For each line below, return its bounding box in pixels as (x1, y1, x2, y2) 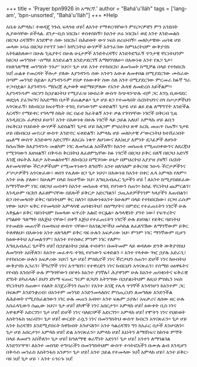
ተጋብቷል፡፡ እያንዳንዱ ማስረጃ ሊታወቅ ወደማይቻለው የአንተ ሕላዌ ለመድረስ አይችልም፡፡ (6, 83, 172, 90)
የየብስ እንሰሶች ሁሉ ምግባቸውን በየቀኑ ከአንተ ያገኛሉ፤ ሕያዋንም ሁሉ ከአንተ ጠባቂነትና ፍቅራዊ (6, 268, 188, 276)
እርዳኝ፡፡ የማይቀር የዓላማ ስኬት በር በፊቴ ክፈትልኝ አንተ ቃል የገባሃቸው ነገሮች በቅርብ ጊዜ (6, 109, 178, 116)
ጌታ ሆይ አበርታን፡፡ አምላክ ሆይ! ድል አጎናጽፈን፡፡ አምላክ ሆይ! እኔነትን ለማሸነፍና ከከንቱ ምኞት (6, 329, 183, 335)
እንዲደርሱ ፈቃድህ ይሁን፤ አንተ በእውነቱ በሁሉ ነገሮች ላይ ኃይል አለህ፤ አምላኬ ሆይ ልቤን (6, 116, 175, 123)
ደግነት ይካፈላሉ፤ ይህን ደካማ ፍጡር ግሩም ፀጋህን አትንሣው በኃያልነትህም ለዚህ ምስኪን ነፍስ (6, 276, 183, 282)
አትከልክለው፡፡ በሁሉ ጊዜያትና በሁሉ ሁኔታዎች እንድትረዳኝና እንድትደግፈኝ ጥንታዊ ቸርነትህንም (6, 50, 184, 57)
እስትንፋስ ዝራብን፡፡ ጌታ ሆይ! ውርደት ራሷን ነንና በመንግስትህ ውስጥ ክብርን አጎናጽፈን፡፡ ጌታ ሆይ (6, 315, 187, 322)
